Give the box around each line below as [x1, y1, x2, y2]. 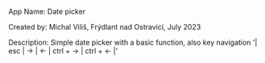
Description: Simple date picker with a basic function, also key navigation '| [8, 37, 258, 47]
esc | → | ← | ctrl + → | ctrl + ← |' [8, 46, 118, 55]
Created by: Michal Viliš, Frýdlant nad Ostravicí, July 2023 [8, 22, 201, 31]
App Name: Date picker [8, 7, 86, 16]
